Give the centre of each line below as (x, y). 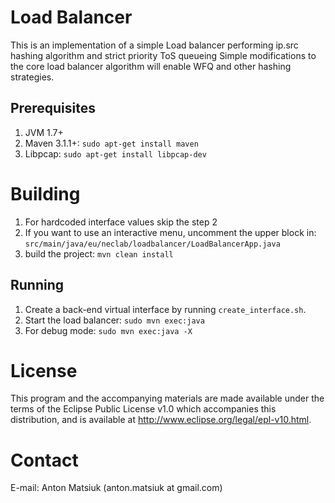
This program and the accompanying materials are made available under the (167, 398)
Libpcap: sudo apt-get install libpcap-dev (115, 153)
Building (45, 193)
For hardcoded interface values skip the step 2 (121, 222)
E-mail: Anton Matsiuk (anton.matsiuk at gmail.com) (116, 488)
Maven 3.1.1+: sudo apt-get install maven (111, 143)
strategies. (32, 77)
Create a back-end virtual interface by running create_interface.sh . (165, 309)
